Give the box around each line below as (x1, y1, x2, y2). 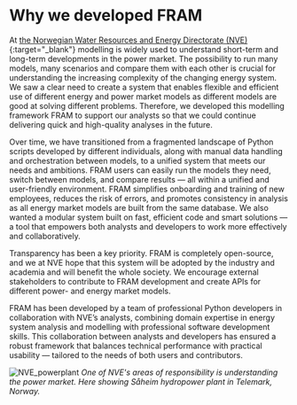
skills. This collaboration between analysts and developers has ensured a (9, 331, 277, 341)
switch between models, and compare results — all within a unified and (9, 174, 270, 184)
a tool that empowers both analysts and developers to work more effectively (9, 221, 287, 231)
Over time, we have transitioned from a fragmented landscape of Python (9, 136, 274, 147)
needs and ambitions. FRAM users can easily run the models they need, (9, 165, 272, 175)
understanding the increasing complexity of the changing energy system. (9, 72, 277, 82)
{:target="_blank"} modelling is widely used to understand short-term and (9, 43, 279, 54)
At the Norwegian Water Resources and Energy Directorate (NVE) (9, 35, 248, 45)
